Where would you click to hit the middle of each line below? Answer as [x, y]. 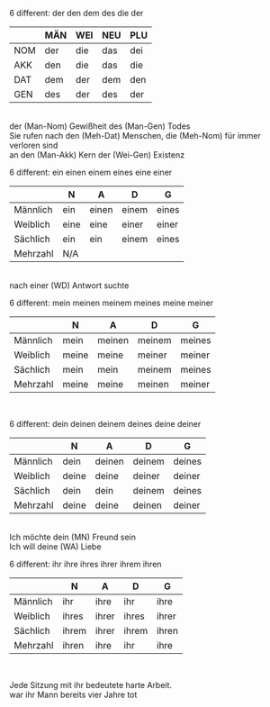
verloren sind [34, 145]
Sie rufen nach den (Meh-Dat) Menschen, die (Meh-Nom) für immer [135, 136]
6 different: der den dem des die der [76, 13]
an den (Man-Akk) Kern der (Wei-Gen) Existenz [97, 155]
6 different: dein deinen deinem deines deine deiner [105, 424]
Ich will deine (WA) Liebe [55, 547]
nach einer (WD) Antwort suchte [69, 286]
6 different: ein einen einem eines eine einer [91, 172]
